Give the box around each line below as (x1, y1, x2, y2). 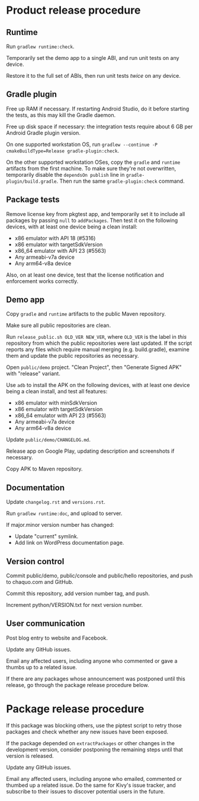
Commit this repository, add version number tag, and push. (6, 590, 150, 597)
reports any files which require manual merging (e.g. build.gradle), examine (6, 346, 190, 353)
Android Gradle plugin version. (6, 129, 81, 136)
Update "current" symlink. (14, 533, 79, 540)
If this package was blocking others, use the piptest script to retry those (6, 721, 182, 729)
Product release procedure (6, 4, 141, 17)
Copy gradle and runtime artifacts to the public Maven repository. (6, 310, 166, 317)
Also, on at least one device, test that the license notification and (6, 271, 164, 278)
